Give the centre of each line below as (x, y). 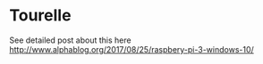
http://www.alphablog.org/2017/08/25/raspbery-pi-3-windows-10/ (132, 49)
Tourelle (40, 16)
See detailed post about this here (70, 40)
